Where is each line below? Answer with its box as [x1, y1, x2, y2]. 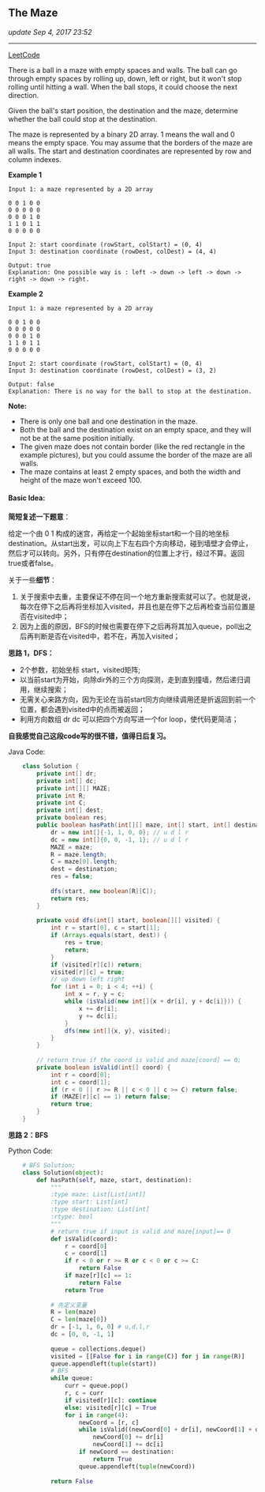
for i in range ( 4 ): [64, 1411, 129, 1419]
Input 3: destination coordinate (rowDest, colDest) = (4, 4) [8, 247, 217, 255]
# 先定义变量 [50, 1301, 88, 1309]
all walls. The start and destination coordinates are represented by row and [8, 146, 252, 156]
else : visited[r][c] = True [64, 1403, 157, 1411]
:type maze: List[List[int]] [50, 1191, 147, 1199]
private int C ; [36, 799, 87, 807]
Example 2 [8, 288, 43, 299]
